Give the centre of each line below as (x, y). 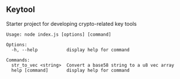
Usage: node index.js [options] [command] (59, 35)
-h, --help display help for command (71, 50)
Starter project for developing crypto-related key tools (71, 23)
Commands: (18, 60)
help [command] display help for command (71, 70)
